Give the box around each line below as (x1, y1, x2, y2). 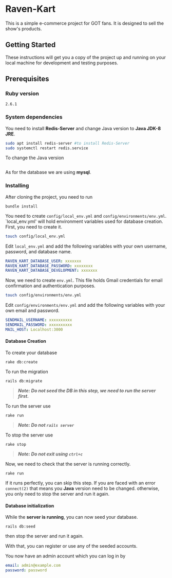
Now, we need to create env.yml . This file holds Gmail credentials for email (5, 277, 163, 284)
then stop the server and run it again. (5, 533, 84, 539)
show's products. (5, 25, 42, 31)
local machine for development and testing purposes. (5, 60, 119, 66)
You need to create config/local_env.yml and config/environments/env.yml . (5, 213, 167, 219)
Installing (5, 182, 29, 189)
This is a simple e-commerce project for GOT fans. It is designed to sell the (5, 20, 164, 26)
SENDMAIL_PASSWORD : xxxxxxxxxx (5, 322, 72, 327)
